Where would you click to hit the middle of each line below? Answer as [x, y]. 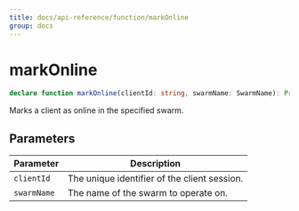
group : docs [31, 26]
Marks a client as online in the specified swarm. [97, 110]
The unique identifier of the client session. [155, 179]
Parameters [42, 138]
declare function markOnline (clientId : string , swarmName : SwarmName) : [145, 93]
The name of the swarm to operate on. [148, 193]
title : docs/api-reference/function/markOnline [99, 17]
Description [155, 164]
